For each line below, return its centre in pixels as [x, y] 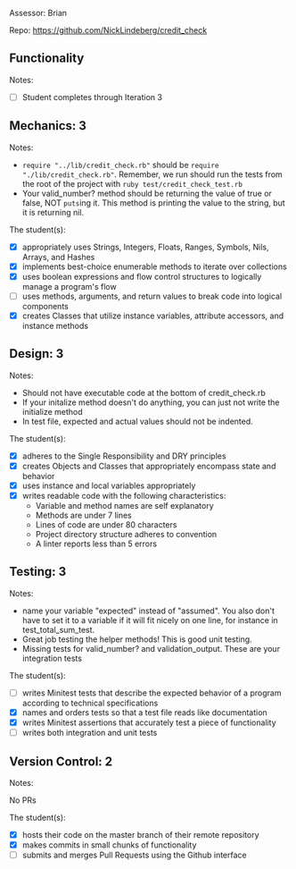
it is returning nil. [53, 212]
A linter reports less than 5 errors [96, 544]
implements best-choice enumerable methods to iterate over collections [154, 266]
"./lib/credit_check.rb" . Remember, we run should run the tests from [152, 174]
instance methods [55, 326]
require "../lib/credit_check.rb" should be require [120, 165]
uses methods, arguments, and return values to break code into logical [152, 296]
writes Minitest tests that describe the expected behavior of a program [152, 693]
